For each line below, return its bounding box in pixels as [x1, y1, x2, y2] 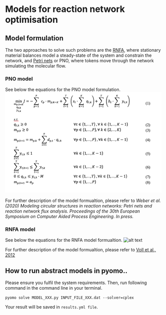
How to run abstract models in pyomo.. [5, 266, 128, 275]
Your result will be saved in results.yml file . [5, 304, 98, 310]
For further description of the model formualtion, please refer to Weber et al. [5, 198, 161, 204]
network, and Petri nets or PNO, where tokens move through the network [5, 58, 154, 63]
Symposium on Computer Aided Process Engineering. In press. [5, 213, 134, 219]
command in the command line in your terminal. [5, 285, 103, 291]
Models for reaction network [5, 3, 125, 15]
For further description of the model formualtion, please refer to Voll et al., [5, 247, 156, 253]
